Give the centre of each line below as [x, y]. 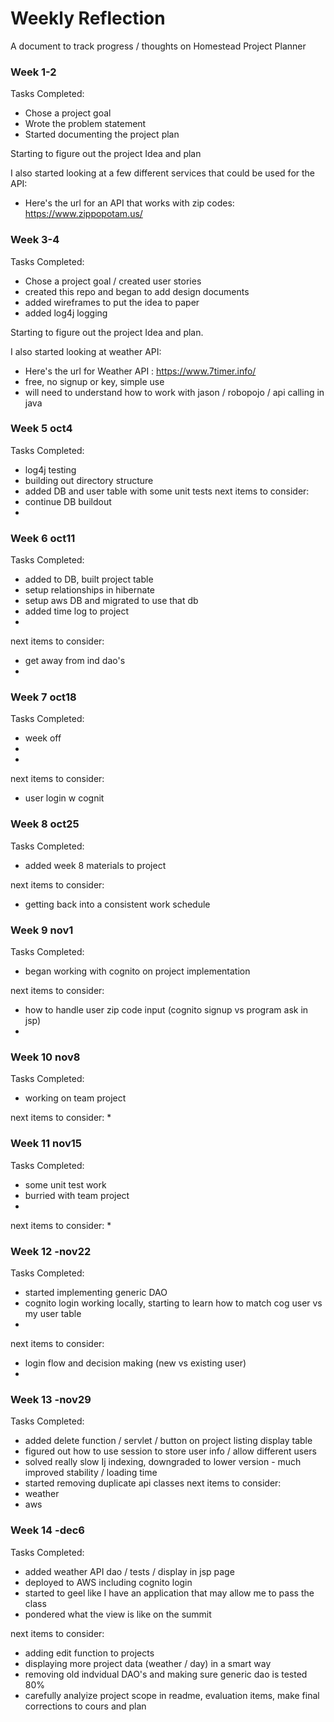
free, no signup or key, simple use [94, 381]
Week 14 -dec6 [47, 1530]
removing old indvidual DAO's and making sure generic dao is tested [166, 1674]
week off [43, 738]
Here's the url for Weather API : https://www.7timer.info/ [140, 371]
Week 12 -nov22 [51, 1251]
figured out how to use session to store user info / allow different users [170, 1451]
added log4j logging [66, 313]
